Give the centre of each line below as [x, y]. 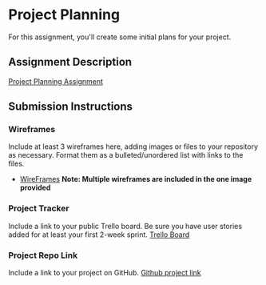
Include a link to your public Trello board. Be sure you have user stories [125, 226]
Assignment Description [70, 62]
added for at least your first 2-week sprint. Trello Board [99, 235]
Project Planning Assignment [56, 81]
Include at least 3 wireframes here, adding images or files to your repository [133, 147]
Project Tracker [39, 208]
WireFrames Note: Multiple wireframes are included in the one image [136, 179]
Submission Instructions [71, 107]
